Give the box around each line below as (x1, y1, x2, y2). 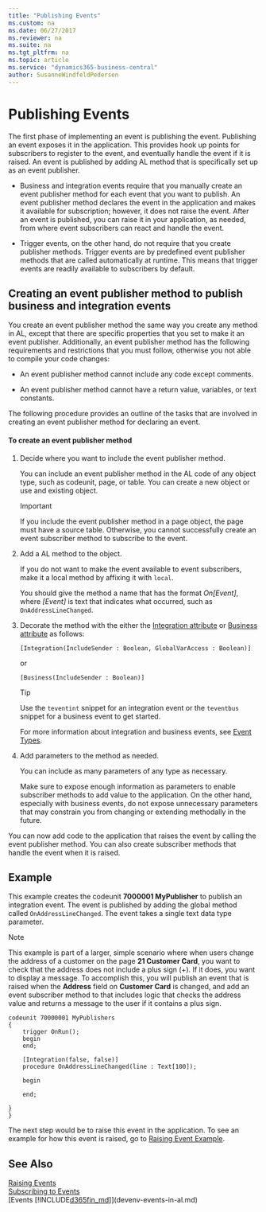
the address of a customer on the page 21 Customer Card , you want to (8, 957, 241, 966)
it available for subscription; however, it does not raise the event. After (19, 206, 249, 216)
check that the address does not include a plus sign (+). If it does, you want (8, 965, 256, 975)
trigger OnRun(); (22, 1028, 80, 1036)
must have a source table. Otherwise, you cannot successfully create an (19, 524, 256, 534)
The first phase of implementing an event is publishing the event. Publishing (8, 131, 256, 141)
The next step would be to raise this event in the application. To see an (8, 1125, 240, 1135)
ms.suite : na (8, 41, 52, 49)
